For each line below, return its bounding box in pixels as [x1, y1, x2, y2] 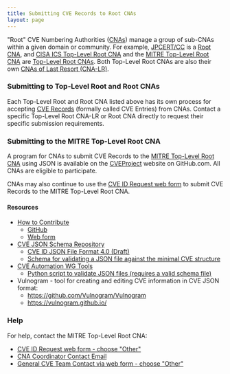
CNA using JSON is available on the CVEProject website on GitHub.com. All [7, 159, 221, 168]
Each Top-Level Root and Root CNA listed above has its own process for [7, 97, 211, 105]
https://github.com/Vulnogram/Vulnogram [27, 291, 146, 300]
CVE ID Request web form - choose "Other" [16, 344, 141, 353]
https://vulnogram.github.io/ [27, 298, 107, 307]
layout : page [7, 16, 45, 23]
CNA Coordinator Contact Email [16, 352, 107, 360]
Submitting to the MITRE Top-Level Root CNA [7, 136, 161, 146]
